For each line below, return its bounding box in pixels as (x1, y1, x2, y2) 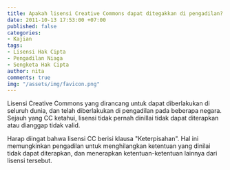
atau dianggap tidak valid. (7, 121, 81, 129)
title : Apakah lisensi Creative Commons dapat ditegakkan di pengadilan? (7, 10, 224, 17)
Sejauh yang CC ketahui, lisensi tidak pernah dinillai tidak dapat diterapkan (7, 114, 219, 123)
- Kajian (7, 36, 32, 43)
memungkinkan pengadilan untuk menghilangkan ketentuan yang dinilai (7, 142, 211, 150)
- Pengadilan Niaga (7, 55, 63, 62)
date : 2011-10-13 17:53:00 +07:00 (7, 17, 107, 23)
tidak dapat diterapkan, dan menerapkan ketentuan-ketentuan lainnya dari (7, 149, 218, 158)
